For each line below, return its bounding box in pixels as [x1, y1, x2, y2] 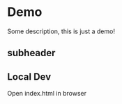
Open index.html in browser [7, 89, 87, 98]
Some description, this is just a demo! [7, 27, 115, 35]
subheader [7, 47, 56, 59]
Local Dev [7, 71, 52, 83]
